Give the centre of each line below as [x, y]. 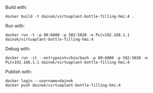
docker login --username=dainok [39, 81]
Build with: [16, 7]
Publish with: [18, 72]
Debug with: [18, 49]
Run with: [15, 26]
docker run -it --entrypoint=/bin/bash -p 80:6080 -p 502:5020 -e [76, 58]
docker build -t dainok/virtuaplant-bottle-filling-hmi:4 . [70, 17]
